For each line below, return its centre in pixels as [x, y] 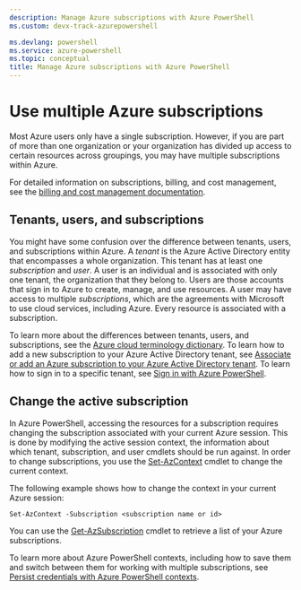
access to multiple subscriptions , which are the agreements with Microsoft [147, 299]
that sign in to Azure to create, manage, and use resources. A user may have [150, 289]
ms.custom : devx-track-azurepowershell [84, 26]
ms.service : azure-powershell [66, 50]
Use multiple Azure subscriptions [137, 112]
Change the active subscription [99, 401]
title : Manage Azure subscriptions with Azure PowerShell [120, 67]
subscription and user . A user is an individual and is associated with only [143, 270]
